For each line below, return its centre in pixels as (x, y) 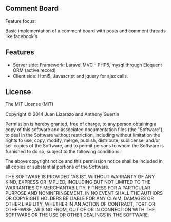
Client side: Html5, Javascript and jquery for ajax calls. (70, 76)
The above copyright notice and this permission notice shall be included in (84, 161)
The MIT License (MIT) (30, 104)
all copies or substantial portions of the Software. (57, 167)
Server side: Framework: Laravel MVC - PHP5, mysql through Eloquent (87, 65)
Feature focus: (21, 21)
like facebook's (21, 36)
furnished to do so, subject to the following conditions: (63, 152)
